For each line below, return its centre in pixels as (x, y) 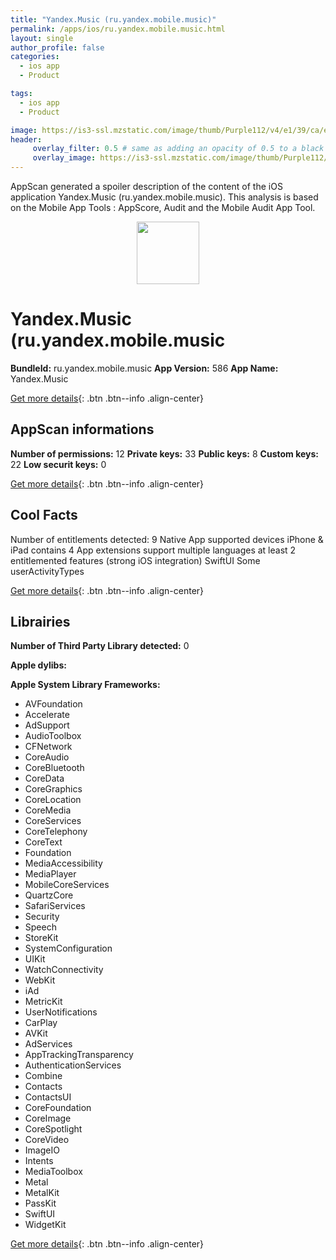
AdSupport (47, 725)
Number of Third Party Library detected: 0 (100, 646)
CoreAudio (47, 757)
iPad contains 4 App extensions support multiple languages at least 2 (153, 550)
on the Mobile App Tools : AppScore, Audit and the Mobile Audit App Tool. (163, 207)
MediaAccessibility (63, 863)
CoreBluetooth (54, 768)
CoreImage (48, 1118)
